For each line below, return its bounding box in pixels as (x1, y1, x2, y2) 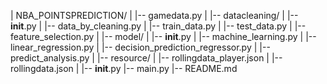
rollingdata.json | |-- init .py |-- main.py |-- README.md (10, 63, 238, 74)
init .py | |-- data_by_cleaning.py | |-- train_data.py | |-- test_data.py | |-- (10, 20, 307, 32)
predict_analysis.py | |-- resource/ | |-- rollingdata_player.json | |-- (10, 52, 283, 64)
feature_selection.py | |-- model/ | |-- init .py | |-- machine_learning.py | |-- (10, 31, 317, 42)
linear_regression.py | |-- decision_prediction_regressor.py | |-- (10, 41, 271, 53)
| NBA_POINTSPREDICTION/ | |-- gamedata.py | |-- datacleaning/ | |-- (10, 10, 299, 21)
